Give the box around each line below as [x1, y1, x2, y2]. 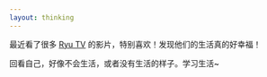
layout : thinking [9, 13, 75, 22]
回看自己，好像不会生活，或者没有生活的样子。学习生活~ [9, 57, 220, 68]
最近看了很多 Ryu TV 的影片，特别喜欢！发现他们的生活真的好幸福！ [9, 38, 262, 49]
